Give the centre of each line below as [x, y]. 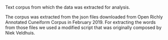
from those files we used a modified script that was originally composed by [83, 27]
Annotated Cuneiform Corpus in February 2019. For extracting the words [80, 22]
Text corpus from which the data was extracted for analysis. [68, 7]
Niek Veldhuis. [20, 33]
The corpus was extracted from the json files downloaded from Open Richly [84, 17]
